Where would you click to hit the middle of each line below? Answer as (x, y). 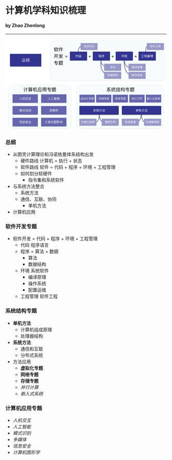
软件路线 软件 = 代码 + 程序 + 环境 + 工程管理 (68, 167)
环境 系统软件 (35, 271)
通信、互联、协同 (38, 199)
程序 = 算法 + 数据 (39, 251)
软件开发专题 (21, 227)
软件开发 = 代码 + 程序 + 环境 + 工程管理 (55, 238)
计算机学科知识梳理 (46, 11)
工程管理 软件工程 (39, 296)
